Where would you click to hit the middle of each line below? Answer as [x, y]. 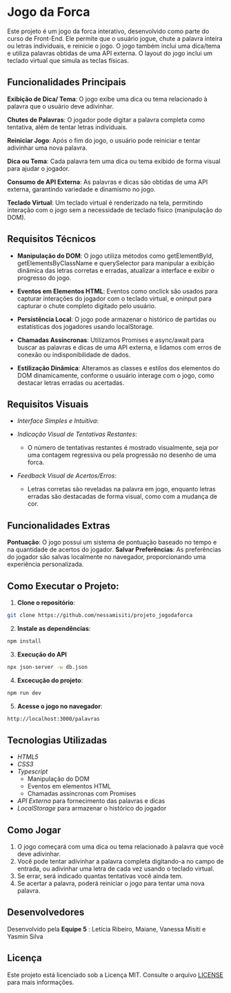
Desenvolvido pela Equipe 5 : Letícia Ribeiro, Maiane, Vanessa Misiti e [107, 929]
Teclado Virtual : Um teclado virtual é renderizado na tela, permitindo [105, 202]
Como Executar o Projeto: [63, 586]
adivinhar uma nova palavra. [47, 148]
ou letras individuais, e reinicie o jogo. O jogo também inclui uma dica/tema [114, 46]
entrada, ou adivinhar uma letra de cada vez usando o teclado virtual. [116, 869]
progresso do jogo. [44, 278]
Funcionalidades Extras [59, 526]
